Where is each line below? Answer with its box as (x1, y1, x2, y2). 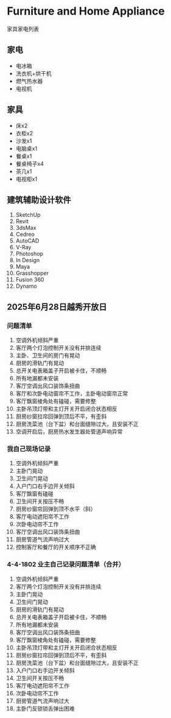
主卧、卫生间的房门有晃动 (15, 352, 80, 359)
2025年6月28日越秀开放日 (7, 302, 107, 312)
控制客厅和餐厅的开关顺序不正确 (15, 544, 96, 551)
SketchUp (15, 211, 41, 219)
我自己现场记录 (7, 444, 51, 453)
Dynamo (15, 282, 37, 290)
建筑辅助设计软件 (7, 194, 71, 205)
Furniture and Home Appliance (7, 4, 165, 18)
